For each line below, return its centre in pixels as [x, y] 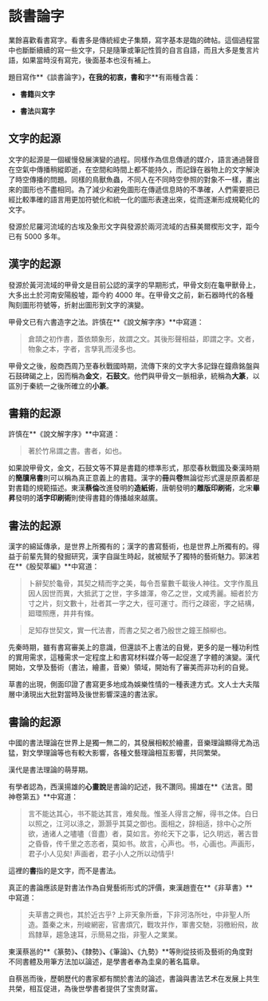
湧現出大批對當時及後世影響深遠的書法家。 [92, 694]
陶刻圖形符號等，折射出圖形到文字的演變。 [78, 305]
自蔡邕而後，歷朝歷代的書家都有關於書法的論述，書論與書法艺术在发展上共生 [134, 979]
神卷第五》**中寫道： [43, 797]
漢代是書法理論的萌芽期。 [50, 770]
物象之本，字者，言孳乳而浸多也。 [84, 349]
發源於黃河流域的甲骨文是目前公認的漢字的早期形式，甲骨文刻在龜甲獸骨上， [134, 285]
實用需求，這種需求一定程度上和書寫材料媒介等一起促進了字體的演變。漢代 [137, 657]
